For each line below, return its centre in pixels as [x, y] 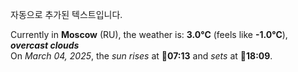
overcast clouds [45, 45]
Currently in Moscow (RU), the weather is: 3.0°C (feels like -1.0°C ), [149, 34]
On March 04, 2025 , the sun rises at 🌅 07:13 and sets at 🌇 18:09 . [141, 56]
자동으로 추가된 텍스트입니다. [66, 14]
